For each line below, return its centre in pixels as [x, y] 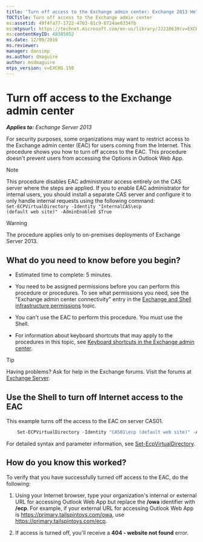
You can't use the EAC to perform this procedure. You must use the [99, 317]
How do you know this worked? [66, 463]
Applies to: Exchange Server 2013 [49, 127]
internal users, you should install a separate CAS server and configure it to [99, 194]
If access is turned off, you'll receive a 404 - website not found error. [102, 532]
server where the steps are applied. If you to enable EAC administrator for [98, 188]
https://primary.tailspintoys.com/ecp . [61, 521]
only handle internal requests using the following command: [81, 201]
